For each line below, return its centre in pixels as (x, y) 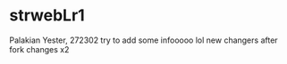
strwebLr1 (47, 16)
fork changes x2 (39, 49)
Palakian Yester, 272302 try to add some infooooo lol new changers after (144, 40)
